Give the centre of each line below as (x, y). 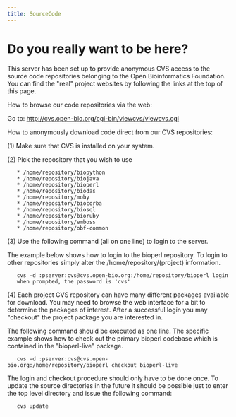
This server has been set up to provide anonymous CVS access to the (108, 69)
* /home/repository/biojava (58, 178)
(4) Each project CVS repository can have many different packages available (118, 295)
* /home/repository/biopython (61, 172)
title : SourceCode (34, 14)
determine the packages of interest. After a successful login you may (107, 310)
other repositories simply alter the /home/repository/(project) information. (114, 262)
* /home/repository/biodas (56, 191)
